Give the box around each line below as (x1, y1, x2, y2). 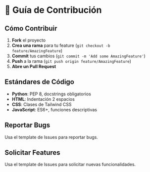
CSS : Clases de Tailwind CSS (11, 101, 72, 107)
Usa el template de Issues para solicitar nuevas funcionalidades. (4, 162, 136, 168)
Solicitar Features (4, 148, 60, 157)
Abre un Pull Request (11, 64, 56, 69)
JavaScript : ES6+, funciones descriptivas (11, 106, 98, 113)
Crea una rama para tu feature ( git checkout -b (11, 43, 110, 48)
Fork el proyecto (11, 37, 46, 43)
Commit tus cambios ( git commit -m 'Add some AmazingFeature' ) (11, 53, 146, 59)
